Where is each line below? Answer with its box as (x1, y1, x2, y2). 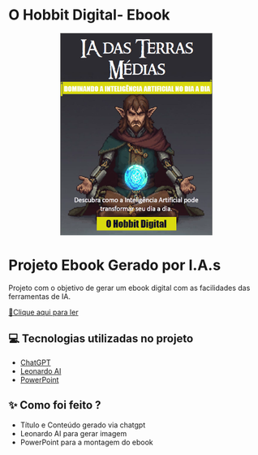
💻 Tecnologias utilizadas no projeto (8, 331, 194, 346)
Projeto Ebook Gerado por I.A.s (8, 256, 221, 275)
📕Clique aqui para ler (8, 307, 79, 317)
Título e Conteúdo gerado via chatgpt (19, 420, 146, 430)
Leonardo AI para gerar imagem (19, 428, 127, 438)
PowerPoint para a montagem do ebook (19, 437, 154, 447)
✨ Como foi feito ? (8, 398, 101, 412)
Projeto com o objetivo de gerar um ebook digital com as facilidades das (8, 283, 251, 292)
